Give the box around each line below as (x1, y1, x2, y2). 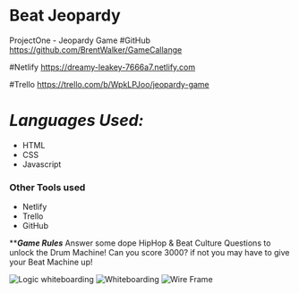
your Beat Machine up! (9, 256, 93, 268)
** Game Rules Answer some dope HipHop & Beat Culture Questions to (9, 238, 271, 248)
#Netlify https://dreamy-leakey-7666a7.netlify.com (9, 62, 196, 72)
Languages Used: (9, 111, 144, 130)
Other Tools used (9, 180, 86, 193)
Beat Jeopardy (9, 5, 121, 26)
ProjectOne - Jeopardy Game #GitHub (9, 35, 150, 46)
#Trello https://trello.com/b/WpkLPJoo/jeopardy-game (9, 79, 209, 89)
